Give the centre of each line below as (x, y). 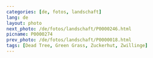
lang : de (17, 18)
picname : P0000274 (29, 34)
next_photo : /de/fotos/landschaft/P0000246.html (69, 29)
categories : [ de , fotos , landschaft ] (54, 12)
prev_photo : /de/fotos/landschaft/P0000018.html (69, 40)
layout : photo (24, 23)
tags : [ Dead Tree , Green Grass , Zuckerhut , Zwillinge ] (77, 46)
